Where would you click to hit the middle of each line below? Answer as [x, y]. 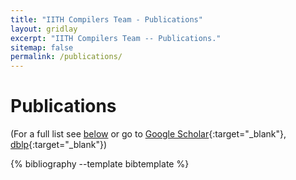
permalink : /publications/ [66, 57]
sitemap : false [42, 47]
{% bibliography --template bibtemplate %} [100, 164]
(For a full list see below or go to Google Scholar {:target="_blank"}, [148, 134]
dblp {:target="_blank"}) [59, 145]
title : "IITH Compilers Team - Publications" [106, 19]
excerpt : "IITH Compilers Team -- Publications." [116, 38]
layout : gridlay [44, 29]
